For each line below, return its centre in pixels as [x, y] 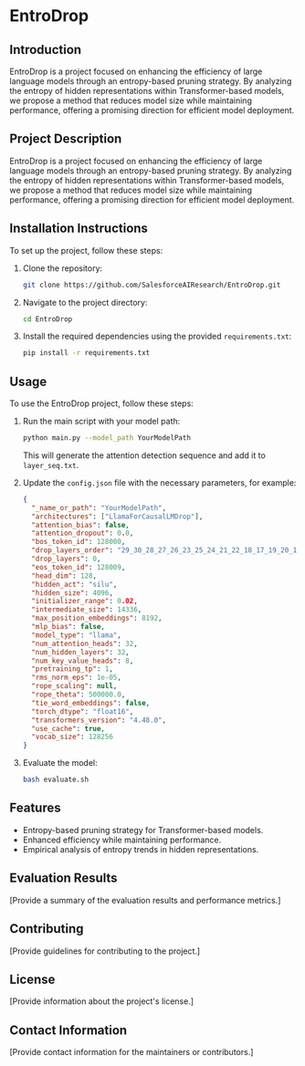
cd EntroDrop [47, 319]
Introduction [46, 50]
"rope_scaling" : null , [74, 686]
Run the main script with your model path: [101, 422]
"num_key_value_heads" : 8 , [83, 661]
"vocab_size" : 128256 [73, 737]
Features [35, 808]
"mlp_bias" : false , [68, 627]
